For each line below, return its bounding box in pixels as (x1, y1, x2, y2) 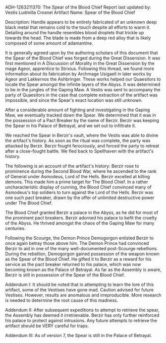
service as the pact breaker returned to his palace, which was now (5, 262, 141, 267)
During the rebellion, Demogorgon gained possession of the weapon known (5, 251, 160, 257)
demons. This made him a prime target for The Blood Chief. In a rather (5, 179, 149, 185)
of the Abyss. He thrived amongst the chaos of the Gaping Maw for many (5, 220, 155, 226)
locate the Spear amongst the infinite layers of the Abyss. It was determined (5, 81, 160, 87)
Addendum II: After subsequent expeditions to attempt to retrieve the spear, (5, 307, 160, 313)
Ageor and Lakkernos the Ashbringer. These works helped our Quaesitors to (5, 76, 161, 82)
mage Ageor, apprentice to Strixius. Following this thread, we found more (5, 66, 155, 71)
